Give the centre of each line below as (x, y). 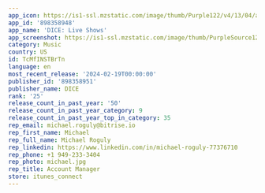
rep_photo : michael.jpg (47, 162)
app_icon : (24, 15)
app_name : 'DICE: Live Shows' (58, 30)
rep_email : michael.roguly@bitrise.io (72, 125)
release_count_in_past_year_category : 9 (76, 111)
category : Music (35, 45)
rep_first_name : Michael (49, 132)
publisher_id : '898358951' (52, 81)
